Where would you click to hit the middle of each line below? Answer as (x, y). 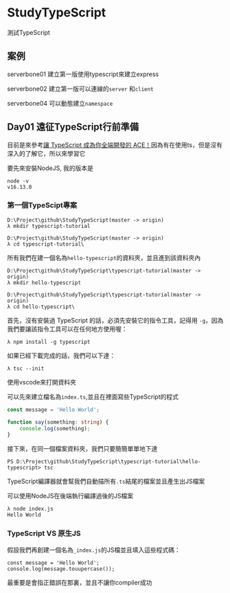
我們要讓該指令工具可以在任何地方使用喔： (67, 329)
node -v (18, 181)
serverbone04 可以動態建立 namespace (60, 103)
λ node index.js (30, 509)
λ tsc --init (26, 369)
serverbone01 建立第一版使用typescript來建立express (83, 74)
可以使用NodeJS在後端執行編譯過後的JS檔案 (70, 496)
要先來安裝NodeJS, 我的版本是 (50, 168)
